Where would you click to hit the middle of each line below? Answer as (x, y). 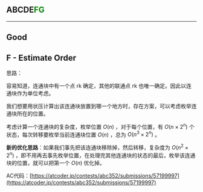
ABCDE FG (26, 10)
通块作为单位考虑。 (30, 93)
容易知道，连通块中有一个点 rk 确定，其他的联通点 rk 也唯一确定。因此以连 (99, 86)
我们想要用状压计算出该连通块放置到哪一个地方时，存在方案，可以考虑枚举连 (101, 106)
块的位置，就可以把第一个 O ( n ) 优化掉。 (56, 163)
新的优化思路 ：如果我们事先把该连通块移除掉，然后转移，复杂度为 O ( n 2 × (97, 147)
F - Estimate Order (41, 57)
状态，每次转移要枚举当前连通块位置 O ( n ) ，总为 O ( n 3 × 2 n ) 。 (83, 134)
